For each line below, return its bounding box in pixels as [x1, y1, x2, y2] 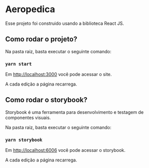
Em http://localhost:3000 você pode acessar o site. [5, 71, 112, 77]
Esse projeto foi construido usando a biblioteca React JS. [5, 20, 124, 26]
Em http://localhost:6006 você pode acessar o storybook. [5, 147, 126, 153]
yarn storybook [5, 137, 43, 143]
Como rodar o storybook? [5, 96, 87, 104]
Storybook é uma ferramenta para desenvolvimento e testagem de [5, 109, 144, 115]
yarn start [5, 61, 32, 67]
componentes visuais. [5, 114, 51, 120]
